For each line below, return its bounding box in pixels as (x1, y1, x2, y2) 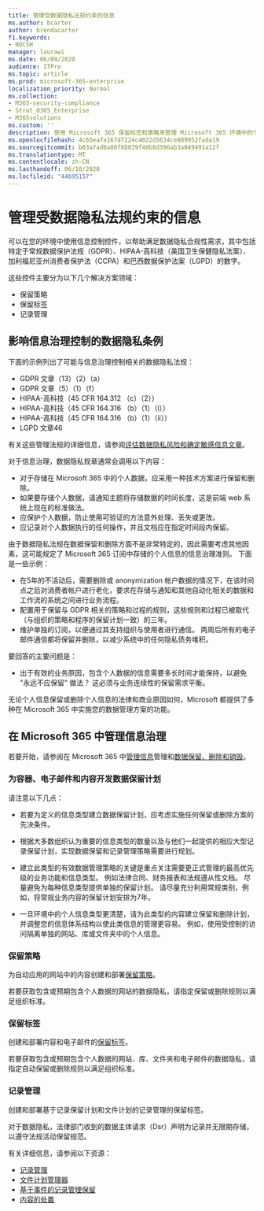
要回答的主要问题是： (8, 651, 77, 661)
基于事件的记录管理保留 (19, 1184, 96, 1194)
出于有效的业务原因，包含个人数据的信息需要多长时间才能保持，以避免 (19, 668, 247, 677)
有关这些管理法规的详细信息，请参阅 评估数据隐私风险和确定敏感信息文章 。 (8, 439, 249, 449)
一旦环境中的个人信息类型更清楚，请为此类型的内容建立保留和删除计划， (19, 909, 254, 918)
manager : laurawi (8, 48, 65, 56)
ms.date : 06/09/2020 (8, 56, 76, 64)
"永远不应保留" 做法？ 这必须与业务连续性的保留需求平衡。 (19, 678, 210, 687)
